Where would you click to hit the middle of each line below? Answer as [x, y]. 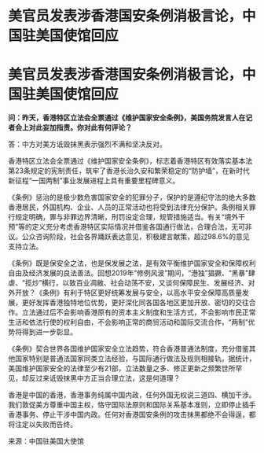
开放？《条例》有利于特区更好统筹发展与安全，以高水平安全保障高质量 [128, 293]
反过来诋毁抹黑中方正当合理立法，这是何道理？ [104, 378]
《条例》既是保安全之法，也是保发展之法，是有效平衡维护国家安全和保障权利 [132, 263]
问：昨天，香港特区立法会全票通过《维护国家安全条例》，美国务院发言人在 [127, 118]
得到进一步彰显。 [49, 332]
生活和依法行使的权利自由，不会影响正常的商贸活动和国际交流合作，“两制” [128, 322]
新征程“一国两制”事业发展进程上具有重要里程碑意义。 [94, 181]
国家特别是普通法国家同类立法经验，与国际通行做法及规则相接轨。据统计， [135, 359]
